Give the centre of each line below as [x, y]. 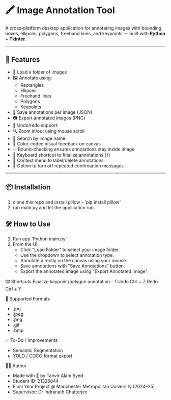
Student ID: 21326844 [36, 381]
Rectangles [32, 85]
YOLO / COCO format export [42, 356]
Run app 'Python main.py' [40, 239]
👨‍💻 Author [16, 366]
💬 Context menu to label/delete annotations [58, 160]
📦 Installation [28, 187]
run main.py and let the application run [53, 207]
